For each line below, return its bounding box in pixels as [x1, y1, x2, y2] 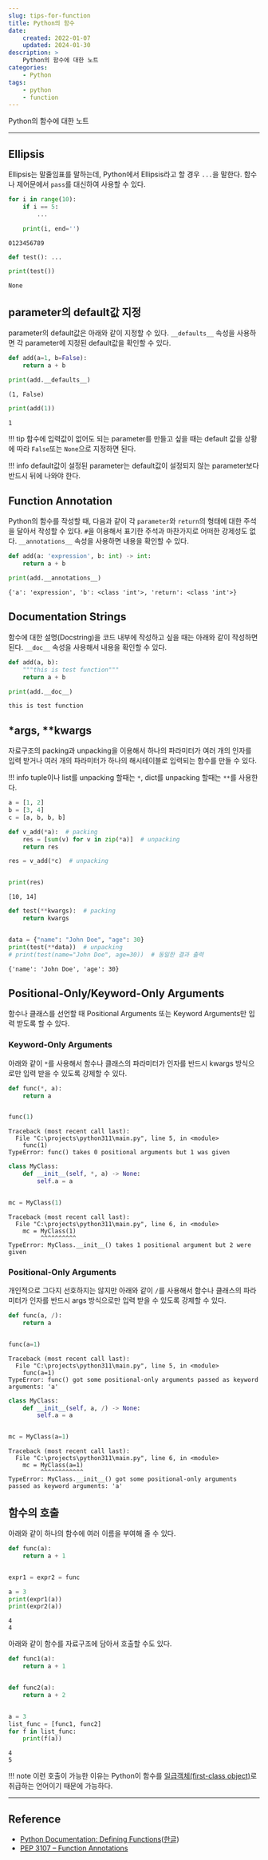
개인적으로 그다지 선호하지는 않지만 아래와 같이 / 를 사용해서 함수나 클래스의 [8, 1286, 242, 1296]
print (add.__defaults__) [8, 376, 91, 384]
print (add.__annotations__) [8, 574, 102, 583]
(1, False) [8, 390, 45, 398]
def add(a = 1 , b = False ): [8, 354, 88, 362]
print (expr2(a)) [8, 1602, 62, 1611]
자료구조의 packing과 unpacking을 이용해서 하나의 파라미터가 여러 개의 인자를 [8, 746, 252, 755]
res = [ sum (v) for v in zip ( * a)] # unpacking [22, 835, 180, 843]
